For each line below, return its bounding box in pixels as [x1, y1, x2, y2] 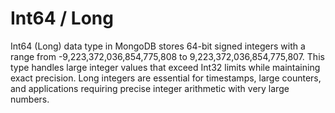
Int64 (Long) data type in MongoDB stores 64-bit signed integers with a [10, 40, 306, 52]
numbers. [10, 93, 50, 105]
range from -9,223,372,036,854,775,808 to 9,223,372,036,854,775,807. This [10, 50, 325, 62]
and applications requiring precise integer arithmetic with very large [10, 82, 290, 94]
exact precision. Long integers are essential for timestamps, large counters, [10, 72, 322, 84]
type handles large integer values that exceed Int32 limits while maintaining [10, 61, 321, 73]
